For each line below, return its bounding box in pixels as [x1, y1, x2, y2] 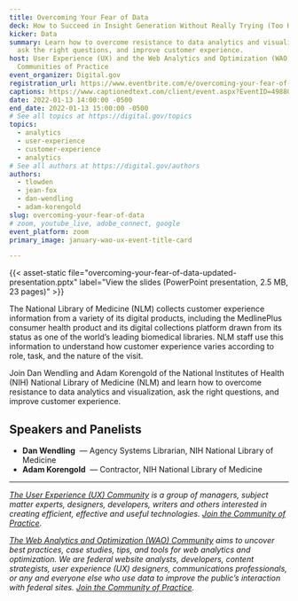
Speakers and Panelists [9, 422, 142, 437]
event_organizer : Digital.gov [9, 71, 122, 80]
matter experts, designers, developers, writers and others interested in [9, 499, 268, 510]
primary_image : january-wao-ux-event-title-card [9, 236, 192, 245]
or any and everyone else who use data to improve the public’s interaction [9, 573, 281, 583]
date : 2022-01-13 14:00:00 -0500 [9, 95, 133, 105]
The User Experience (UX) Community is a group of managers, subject [9, 489, 269, 501]
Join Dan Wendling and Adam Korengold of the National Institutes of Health [9, 368, 285, 379]
